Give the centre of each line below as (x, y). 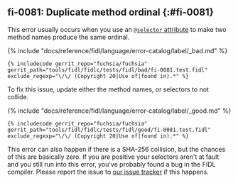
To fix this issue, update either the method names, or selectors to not (108, 89)
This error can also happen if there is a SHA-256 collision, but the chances (117, 149)
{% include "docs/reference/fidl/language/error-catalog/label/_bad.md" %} (118, 50)
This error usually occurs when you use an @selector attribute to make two (117, 29)
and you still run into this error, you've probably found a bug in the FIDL (112, 164)
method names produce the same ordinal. (69, 37)
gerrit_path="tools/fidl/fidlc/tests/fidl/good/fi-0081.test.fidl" (109, 130)
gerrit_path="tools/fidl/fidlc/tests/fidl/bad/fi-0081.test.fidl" (108, 70)
